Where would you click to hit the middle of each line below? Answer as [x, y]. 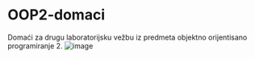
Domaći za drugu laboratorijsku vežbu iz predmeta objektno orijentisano [127, 37]
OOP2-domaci [56, 15]
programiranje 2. [35, 45]
